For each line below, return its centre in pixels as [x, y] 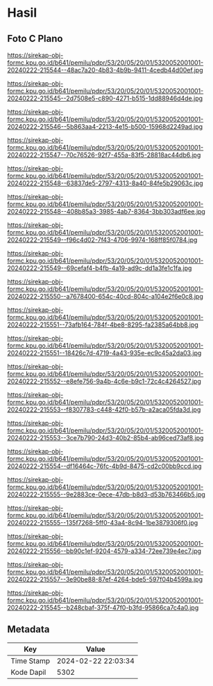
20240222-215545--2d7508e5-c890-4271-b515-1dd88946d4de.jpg [105, 98]
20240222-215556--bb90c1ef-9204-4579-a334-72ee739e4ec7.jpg [104, 551]
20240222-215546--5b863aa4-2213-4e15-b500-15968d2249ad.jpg [105, 126]
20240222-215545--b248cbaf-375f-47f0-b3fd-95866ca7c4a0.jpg [103, 608]
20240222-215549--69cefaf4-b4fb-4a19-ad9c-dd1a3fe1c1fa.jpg [100, 268]
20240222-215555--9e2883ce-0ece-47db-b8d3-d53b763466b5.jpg [106, 494]
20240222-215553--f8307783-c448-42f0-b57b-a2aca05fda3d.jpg [104, 410]
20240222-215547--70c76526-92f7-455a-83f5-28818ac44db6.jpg [104, 155]
